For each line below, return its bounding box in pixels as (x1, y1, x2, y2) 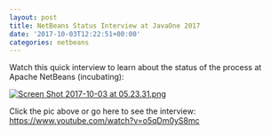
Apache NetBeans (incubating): (9, 72, 124, 83)
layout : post (9, 12, 58, 22)
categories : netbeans (9, 37, 90, 47)
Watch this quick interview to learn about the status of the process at (9, 62, 262, 73)
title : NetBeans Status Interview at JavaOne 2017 (9, 21, 201, 30)
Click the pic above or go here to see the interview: (9, 106, 196, 116)
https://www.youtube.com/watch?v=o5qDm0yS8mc (9, 115, 200, 126)
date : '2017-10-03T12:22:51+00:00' (9, 29, 141, 38)
